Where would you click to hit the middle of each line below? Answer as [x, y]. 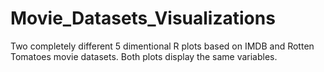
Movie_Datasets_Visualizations [143, 18]
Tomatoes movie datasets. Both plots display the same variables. [144, 56]
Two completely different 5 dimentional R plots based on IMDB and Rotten [162, 46]
